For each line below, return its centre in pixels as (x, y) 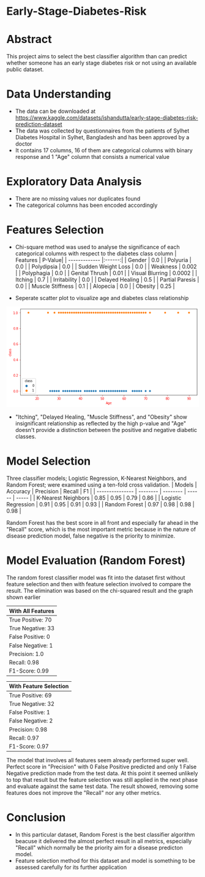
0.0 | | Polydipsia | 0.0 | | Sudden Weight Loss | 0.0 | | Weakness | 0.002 (106, 266)
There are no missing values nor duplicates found (78, 199)
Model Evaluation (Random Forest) (96, 561)
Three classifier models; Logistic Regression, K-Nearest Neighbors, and (96, 478)
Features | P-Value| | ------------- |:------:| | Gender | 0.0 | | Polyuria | (103, 260)
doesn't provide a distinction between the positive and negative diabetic (106, 430)
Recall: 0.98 (24, 663)
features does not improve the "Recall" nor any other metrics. (84, 792)
